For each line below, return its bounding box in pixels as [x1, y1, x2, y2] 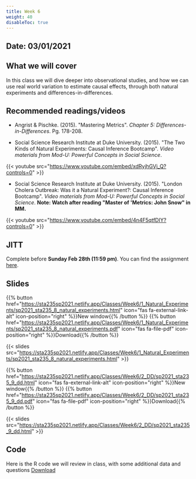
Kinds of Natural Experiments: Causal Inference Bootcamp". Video [14, 145, 174, 152]
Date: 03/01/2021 [6, 41, 71, 51]
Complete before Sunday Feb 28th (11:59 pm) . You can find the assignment [6, 255, 189, 262]
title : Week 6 [6, 8, 41, 15]
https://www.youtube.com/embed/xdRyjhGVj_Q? [49, 163, 167, 170]
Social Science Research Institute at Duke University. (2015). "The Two [14, 139, 185, 146]
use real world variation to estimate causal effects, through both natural [6, 83, 178, 90]
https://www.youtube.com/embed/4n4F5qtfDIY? [49, 217, 167, 224]
